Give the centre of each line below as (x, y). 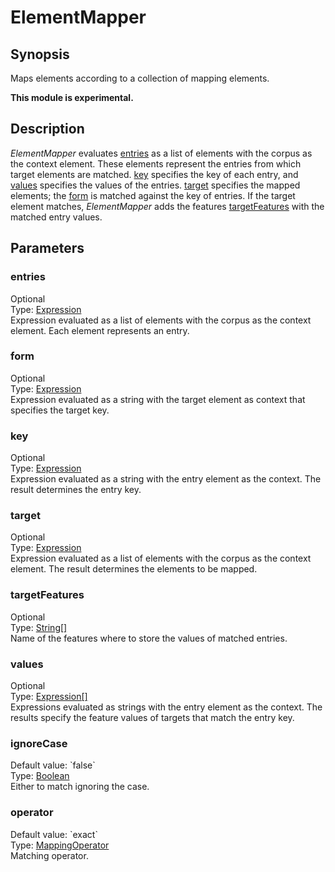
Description (47, 129)
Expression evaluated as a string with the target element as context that (158, 399)
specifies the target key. (60, 410)
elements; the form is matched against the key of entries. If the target (153, 195)
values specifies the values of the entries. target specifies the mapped (155, 185)
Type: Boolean (40, 776)
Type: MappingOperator (60, 845)
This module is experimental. (72, 97)
